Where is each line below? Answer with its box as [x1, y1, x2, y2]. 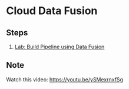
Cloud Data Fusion [6, 4, 98, 18]
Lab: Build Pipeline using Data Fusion [14, 43, 105, 50]
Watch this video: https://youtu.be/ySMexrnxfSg [6, 75, 124, 83]
